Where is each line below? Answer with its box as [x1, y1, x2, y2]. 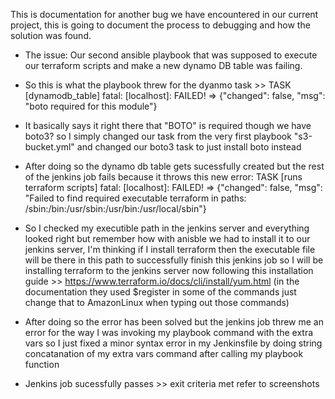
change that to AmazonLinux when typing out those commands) [24, 297, 290, 308]
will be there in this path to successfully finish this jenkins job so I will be [24, 254, 324, 266]
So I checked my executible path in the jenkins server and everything [24, 222, 310, 234]
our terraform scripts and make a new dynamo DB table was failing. [24, 60, 303, 71]
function [24, 359, 60, 370]
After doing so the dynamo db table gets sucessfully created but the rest [24, 160, 325, 172]
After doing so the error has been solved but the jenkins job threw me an [24, 316, 324, 328]
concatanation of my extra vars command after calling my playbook [24, 348, 304, 359]
